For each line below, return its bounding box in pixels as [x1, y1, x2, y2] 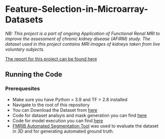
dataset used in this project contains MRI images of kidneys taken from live [5, 41, 161, 47]
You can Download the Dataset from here [12, 107, 98, 113]
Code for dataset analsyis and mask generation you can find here [12, 112, 147, 118]
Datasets [5, 14, 43, 25]
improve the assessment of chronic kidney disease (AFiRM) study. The [5, 36, 151, 42]
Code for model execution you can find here [12, 118, 103, 124]
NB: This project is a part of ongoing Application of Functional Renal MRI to [5, 30, 161, 36]
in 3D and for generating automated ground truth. [12, 128, 114, 134]
